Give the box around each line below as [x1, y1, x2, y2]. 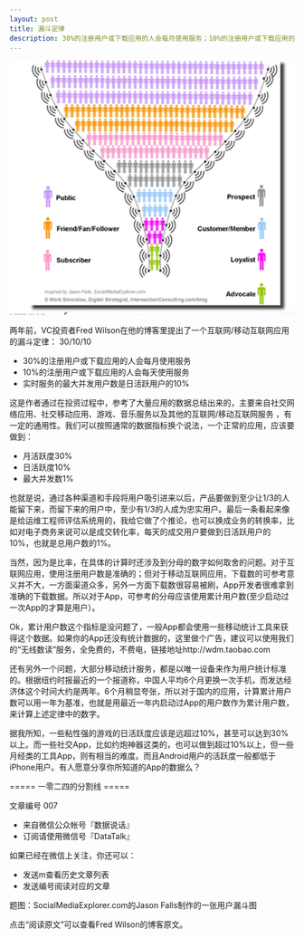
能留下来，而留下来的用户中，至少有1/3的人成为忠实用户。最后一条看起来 [9, 503, 282, 515]
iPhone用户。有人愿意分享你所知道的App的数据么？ [9, 761, 202, 773]
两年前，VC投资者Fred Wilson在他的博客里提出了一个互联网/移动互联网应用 [9, 325, 290, 336]
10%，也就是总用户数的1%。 [9, 538, 116, 549]
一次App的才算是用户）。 [9, 602, 100, 613]
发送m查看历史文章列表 [22, 869, 110, 880]
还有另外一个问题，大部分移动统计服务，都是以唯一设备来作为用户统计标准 [9, 664, 287, 675]
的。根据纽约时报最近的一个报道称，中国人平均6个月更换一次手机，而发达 [9, 675, 284, 685]
